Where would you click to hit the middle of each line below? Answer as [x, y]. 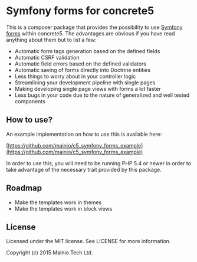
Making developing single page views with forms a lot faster [88, 89]
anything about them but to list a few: [51, 40]
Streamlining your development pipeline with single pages [85, 82]
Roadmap [24, 188]
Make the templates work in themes [58, 202]
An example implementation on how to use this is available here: [84, 134]
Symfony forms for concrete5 [80, 11]
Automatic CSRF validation [47, 57]
